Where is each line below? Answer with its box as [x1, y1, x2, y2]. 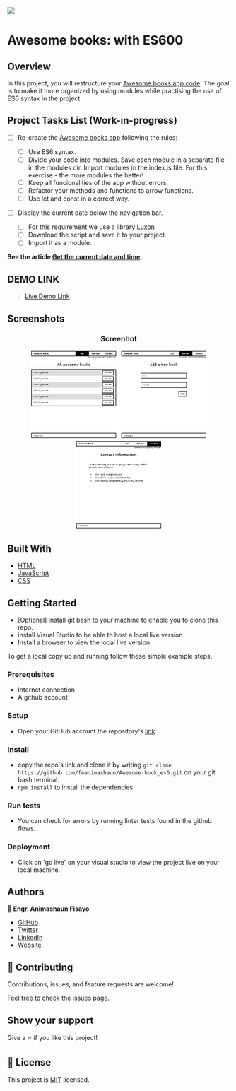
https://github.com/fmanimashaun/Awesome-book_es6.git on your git [17, 768, 216, 777]
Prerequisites [7, 670, 54, 680]
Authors [7, 886, 45, 897]
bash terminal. [17, 776, 60, 784]
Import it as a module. [28, 239, 92, 247]
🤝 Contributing [7, 961, 73, 973]
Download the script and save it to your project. [28, 230, 167, 240]
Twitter [17, 926, 39, 934]
